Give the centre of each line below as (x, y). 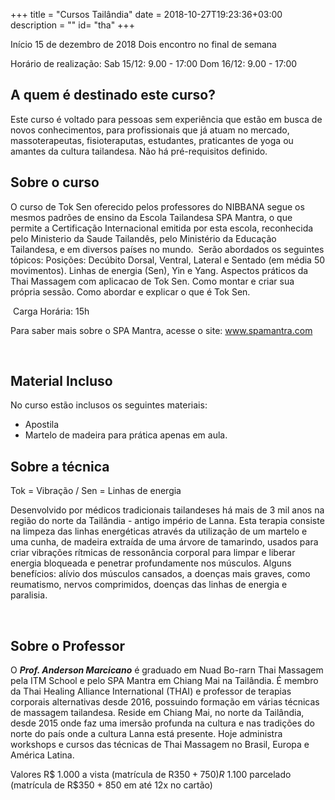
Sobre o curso (55, 182)
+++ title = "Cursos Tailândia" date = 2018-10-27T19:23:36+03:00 (146, 14)
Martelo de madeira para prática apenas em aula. (126, 435)
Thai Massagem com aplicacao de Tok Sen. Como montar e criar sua (152, 281)
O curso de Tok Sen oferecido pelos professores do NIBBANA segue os (157, 206)
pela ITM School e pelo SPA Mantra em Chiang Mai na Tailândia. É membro (164, 681)
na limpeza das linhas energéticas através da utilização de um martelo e (159, 531)
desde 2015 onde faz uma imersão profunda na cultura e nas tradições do (163, 723)
